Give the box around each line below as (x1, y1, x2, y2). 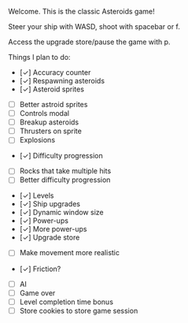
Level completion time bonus (19, 297, 114, 306)
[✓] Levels (19, 191, 54, 200)
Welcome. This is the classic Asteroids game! (8, 7, 155, 16)
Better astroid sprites (19, 100, 88, 109)
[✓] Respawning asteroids (19, 76, 105, 85)
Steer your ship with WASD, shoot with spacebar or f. (8, 22, 181, 31)
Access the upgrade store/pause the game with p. (8, 37, 171, 46)
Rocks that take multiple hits (19, 166, 112, 176)
